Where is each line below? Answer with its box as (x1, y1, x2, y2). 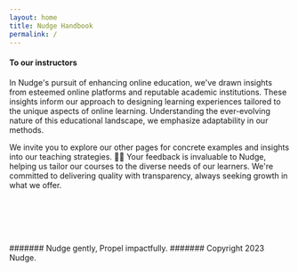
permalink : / (9, 29, 58, 38)
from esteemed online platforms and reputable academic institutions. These (9, 87, 287, 97)
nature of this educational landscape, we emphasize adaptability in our (9, 115, 269, 126)
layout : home (9, 12, 58, 22)
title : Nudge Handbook (9, 21, 93, 30)
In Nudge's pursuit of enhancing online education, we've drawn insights (9, 77, 273, 87)
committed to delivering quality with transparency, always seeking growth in (9, 170, 288, 181)
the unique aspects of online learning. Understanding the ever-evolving (9, 105, 271, 116)
